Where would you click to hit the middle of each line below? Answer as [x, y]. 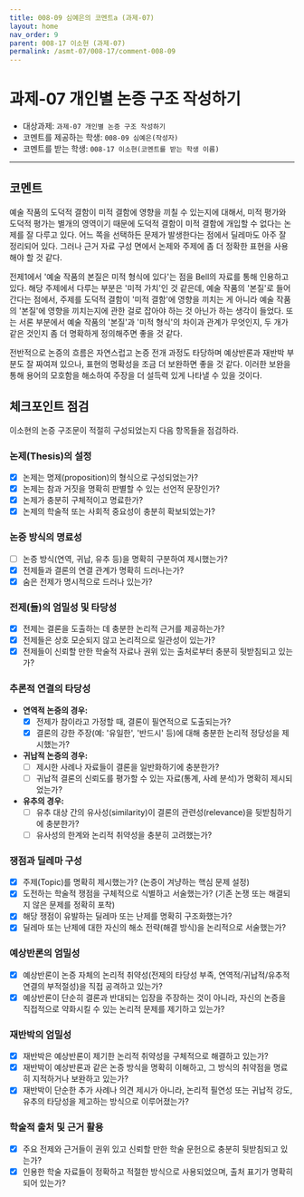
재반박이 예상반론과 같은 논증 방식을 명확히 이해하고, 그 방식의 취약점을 [147, 1067]
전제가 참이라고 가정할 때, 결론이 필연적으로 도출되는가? [133, 721]
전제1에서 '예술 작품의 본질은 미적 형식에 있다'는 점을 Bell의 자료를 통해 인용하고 [149, 277]
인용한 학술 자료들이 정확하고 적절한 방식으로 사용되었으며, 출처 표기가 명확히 [158, 1172]
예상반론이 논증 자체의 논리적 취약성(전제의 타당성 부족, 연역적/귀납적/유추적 [156, 975]
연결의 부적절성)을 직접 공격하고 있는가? [92, 986]
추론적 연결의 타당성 [50, 688]
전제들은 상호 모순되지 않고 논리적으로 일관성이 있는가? [119, 640]
